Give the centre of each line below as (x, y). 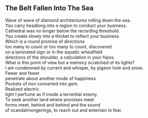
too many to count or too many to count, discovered (59, 46)
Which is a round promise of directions (45, 41)
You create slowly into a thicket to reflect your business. (63, 36)
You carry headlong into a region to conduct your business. (66, 25)
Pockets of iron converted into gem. (42, 84)
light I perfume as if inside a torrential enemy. (52, 94)
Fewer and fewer (22, 73)
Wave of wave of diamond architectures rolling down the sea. (68, 20)
